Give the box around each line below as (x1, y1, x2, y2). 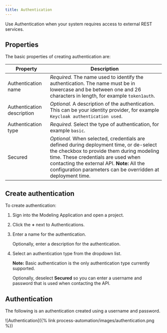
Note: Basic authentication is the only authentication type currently (12, 260, 150, 266)
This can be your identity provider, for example (50, 107, 159, 114)
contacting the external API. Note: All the (50, 160, 145, 167)
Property (15, 66, 37, 72)
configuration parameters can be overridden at (50, 166, 160, 173)
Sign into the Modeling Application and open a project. (12, 212, 124, 218)
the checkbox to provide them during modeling (50, 147, 160, 154)
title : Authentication (5, 7, 52, 12)
